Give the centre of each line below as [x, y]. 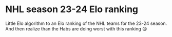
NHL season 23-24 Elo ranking [72, 9]
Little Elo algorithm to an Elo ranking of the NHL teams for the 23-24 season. [86, 23]
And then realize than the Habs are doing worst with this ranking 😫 [76, 28]
